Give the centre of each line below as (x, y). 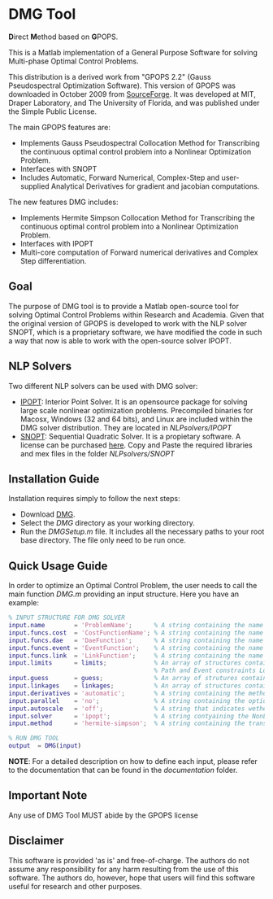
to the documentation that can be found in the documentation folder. (123, 770)
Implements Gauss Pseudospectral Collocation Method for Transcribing (140, 142)
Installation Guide (54, 479)
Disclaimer (36, 841)
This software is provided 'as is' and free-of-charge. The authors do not (129, 860)
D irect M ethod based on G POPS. (63, 37)
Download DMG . (48, 514)
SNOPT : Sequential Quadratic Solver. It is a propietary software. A (130, 436)
